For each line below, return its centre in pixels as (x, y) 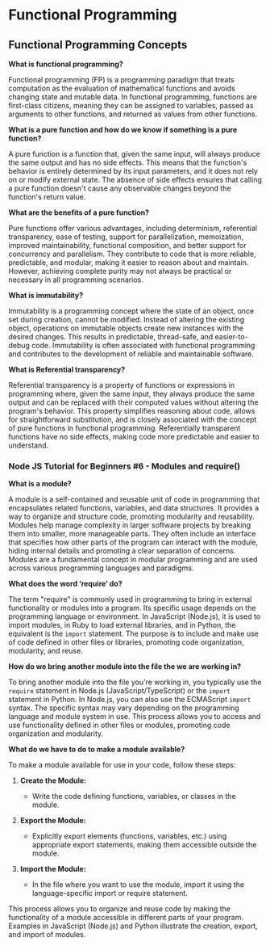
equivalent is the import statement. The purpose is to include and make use (134, 634)
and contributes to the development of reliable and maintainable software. (131, 354)
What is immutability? (46, 295)
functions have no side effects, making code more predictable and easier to (134, 437)
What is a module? (40, 484)
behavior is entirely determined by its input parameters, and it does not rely (133, 171)
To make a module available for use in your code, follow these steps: (122, 765)
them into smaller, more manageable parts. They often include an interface (132, 534)
